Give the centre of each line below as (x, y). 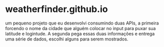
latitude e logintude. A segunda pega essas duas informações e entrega (80, 33)
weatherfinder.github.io (57, 9)
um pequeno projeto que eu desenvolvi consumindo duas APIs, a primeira (82, 23)
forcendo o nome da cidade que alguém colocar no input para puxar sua (80, 28)
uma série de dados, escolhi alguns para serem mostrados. (67, 39)
